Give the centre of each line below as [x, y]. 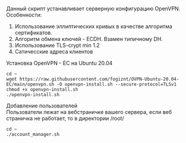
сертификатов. [33, 33]
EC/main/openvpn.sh [30, 84]
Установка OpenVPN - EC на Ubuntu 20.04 [59, 63]
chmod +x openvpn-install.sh [42, 90]
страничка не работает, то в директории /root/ [65, 118]
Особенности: [24, 15]
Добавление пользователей [42, 106]
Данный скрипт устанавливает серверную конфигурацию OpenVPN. [93, 9]
